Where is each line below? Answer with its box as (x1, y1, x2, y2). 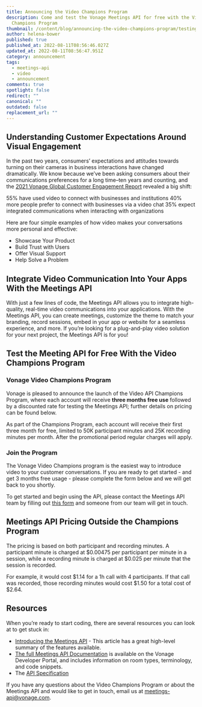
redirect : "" (6, 93, 39, 99)
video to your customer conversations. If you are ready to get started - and (6, 468, 192, 476)
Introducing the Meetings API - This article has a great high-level (14, 637, 176, 644)
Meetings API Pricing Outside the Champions (6, 517, 179, 527)
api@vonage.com (6, 694, 50, 701)
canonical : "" (6, 98, 42, 104)
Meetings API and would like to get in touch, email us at (6, 687, 144, 694)
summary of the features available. (14, 644, 102, 651)
